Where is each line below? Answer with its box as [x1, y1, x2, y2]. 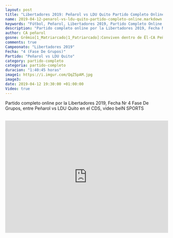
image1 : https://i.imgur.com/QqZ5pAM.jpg [5, 72, 93, 77]
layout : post [5, 7, 32, 12]
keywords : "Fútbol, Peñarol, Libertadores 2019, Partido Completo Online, [5, 21, 164, 26]
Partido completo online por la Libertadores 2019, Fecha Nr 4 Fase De [5, 100, 149, 106]
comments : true [5, 40, 37, 45]
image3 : [5, 77, 21, 82]
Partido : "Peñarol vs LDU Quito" [5, 53, 75, 59]
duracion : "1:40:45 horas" [5, 68, 61, 73]
